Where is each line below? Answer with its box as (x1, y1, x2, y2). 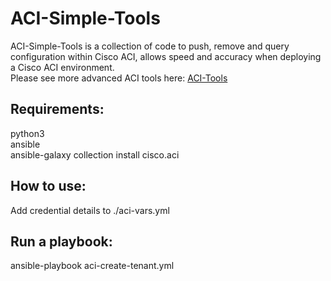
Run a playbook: (10, 233, 113, 250)
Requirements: (10, 101, 105, 118)
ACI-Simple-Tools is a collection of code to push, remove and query (10, 40, 290, 52)
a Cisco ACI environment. (10, 61, 115, 73)
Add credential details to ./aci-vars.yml (10, 204, 170, 216)
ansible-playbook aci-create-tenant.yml (10, 260, 175, 272)
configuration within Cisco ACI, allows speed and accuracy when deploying (10, 50, 322, 62)
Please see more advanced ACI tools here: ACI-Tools (10, 72, 228, 84)
